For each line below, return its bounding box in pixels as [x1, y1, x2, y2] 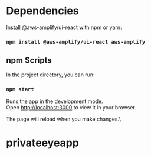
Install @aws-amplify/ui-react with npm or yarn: [6, 24, 122, 31]
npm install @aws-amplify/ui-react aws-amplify [6, 38, 146, 45]
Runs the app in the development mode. [6, 98, 103, 105]
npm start [6, 86, 34, 92]
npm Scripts [6, 55, 52, 66]
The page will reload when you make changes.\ [6, 115, 122, 122]
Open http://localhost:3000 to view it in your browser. [6, 104, 137, 111]
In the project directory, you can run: [6, 71, 95, 78]
